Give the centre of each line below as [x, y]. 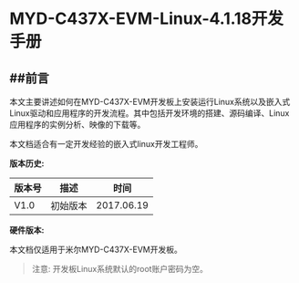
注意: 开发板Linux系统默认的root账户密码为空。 [119, 269]
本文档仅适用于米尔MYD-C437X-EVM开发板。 [96, 249]
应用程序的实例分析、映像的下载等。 [77, 125]
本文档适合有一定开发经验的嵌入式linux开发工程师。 [106, 144]
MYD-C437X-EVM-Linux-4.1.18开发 [147, 19]
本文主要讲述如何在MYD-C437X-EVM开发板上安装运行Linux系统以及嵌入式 [150, 102]
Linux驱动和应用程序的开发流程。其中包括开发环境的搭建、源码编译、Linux [149, 113]
